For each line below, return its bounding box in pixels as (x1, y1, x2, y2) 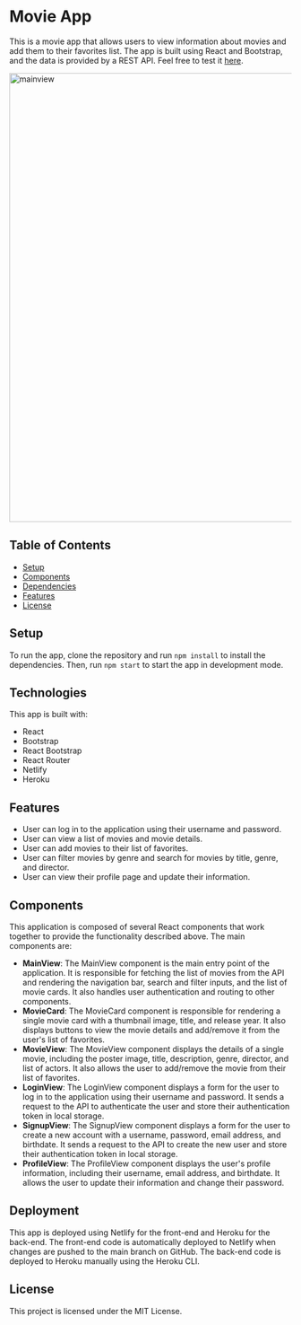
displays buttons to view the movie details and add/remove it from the (21, 1025, 280, 1035)
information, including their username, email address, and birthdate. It (21, 1168, 280, 1178)
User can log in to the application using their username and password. (21, 824, 282, 835)
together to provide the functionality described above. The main (9, 931, 245, 942)
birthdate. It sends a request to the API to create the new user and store (21, 1139, 288, 1150)
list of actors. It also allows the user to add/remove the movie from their (21, 1063, 287, 1074)
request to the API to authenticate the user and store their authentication (21, 1101, 290, 1111)
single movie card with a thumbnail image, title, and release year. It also (21, 1015, 287, 1025)
